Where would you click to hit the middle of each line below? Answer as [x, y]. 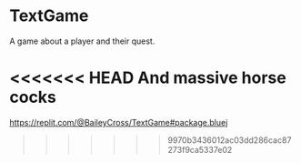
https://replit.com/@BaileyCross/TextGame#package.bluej [119, 122]
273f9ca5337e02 [200, 149]
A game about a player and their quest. [82, 41]
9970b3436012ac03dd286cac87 [230, 140]
